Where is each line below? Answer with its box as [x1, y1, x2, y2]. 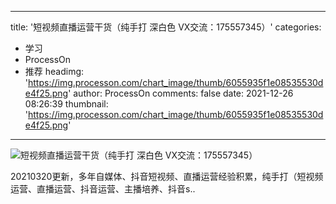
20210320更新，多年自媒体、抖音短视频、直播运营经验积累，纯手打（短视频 [10, 171, 324, 182]
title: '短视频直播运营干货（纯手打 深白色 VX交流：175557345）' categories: [10, 21, 322, 33]
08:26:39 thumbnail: [24, 98, 109, 110]
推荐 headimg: [24, 66, 85, 77]
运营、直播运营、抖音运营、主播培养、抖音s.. [10, 183, 196, 195]
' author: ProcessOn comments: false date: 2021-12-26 [68, 87, 294, 99]
